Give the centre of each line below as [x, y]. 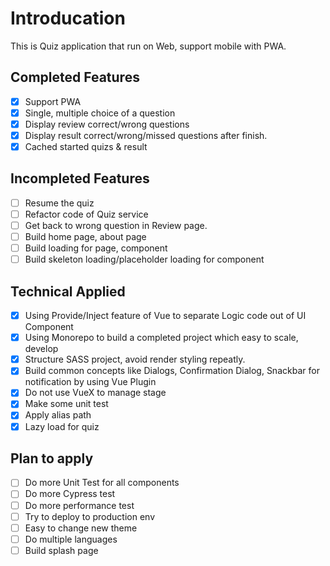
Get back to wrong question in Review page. [116, 225]
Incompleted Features [80, 178]
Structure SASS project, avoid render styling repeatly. [135, 359]
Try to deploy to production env [90, 516]
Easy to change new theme [81, 528]
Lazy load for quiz [62, 426]
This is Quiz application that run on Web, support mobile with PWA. [148, 46]
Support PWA [53, 101]
